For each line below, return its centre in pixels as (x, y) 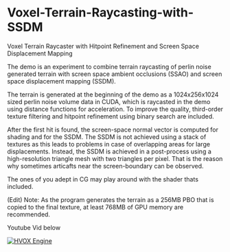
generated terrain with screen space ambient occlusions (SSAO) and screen (115, 74)
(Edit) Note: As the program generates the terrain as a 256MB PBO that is (111, 199)
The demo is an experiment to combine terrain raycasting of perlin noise (109, 66)
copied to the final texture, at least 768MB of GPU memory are (95, 207)
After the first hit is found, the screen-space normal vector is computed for (113, 129)
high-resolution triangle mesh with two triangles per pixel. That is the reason (115, 158)
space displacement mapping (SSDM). (62, 81)
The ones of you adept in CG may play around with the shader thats (103, 179)
